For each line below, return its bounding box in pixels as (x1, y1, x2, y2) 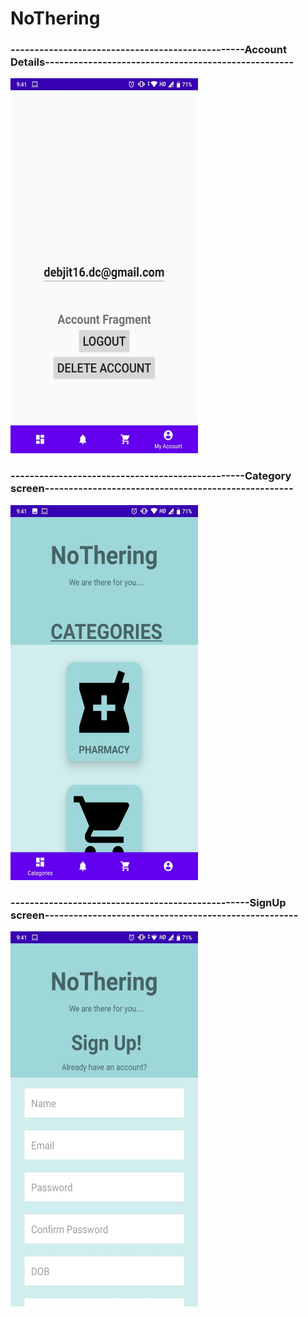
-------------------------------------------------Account (10, 43, 287, 57)
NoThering (10, 7, 101, 30)
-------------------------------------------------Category (10, 469, 292, 483)
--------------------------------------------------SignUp (10, 895, 287, 909)
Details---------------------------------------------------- (10, 55, 295, 69)
